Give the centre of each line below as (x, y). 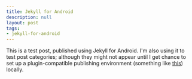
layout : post (22, 23)
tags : (13, 28)
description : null (29, 17)
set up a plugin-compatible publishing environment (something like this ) (95, 64)
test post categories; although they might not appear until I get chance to (96, 57)
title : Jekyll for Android (40, 12)
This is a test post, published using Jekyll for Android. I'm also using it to (95, 50)
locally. (15, 69)
